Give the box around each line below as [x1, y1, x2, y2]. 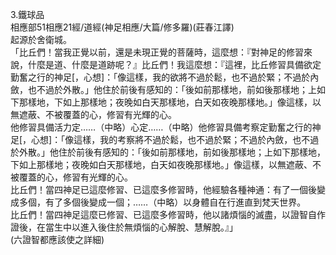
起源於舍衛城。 [10, 34, 72, 45]
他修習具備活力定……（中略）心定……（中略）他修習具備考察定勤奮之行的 [10, 121, 313, 133]
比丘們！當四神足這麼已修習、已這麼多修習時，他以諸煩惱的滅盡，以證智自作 [10, 209, 326, 220]
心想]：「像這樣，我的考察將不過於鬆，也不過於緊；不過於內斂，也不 [31, 134, 311, 145]
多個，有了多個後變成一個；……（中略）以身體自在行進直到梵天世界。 [18, 196, 307, 208]
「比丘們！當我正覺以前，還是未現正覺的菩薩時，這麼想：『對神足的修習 [10, 46, 304, 58]
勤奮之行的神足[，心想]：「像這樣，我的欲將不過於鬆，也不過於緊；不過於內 [10, 71, 320, 83]
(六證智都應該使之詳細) [10, 234, 105, 245]
